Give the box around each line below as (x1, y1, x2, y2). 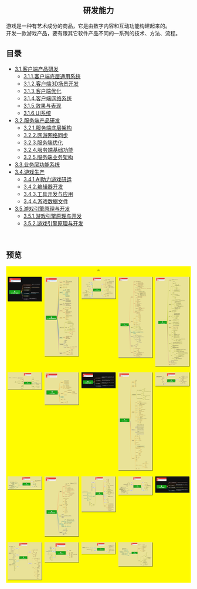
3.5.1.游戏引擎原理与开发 (23, 212, 82, 219)
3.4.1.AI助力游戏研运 (23, 175, 72, 182)
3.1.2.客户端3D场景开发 (23, 80, 79, 87)
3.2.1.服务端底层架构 (23, 124, 72, 131)
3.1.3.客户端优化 (23, 87, 62, 94)
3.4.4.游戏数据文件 (23, 198, 69, 205)
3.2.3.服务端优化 (23, 139, 63, 146)
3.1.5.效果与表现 (23, 102, 62, 109)
